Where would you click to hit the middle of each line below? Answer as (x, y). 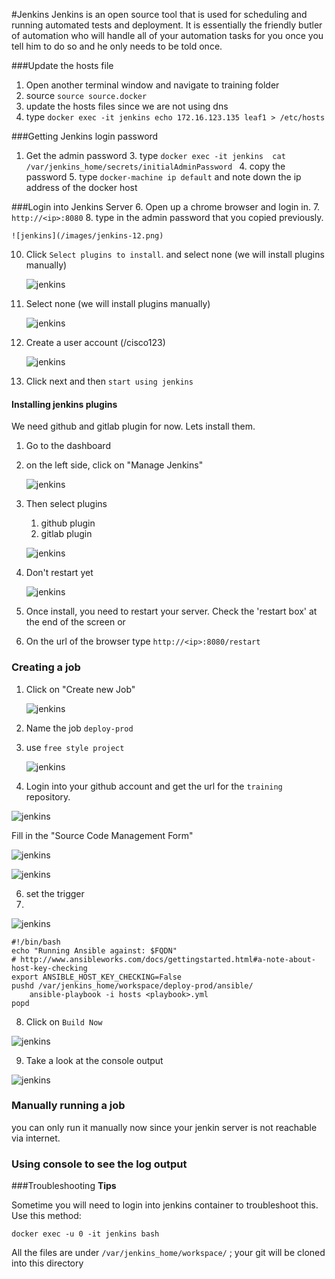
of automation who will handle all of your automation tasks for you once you (167, 35)
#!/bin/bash (36, 942)
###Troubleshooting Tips (64, 1186)
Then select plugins (66, 504)
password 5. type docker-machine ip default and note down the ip (163, 177)
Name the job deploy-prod (79, 728)
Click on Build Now (64, 1021)
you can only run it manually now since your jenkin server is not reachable (164, 1127)
